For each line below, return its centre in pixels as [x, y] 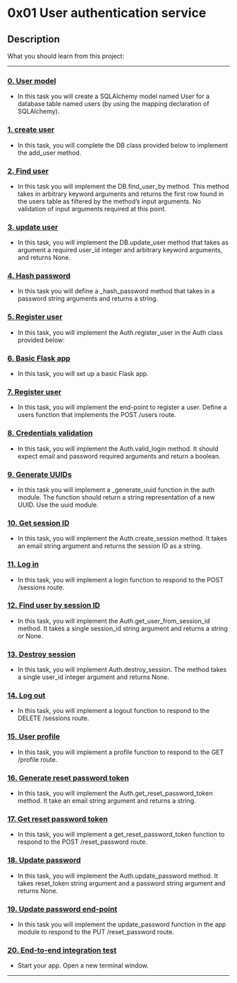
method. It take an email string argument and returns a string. [107, 801]
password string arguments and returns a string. [88, 299]
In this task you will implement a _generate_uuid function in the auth [116, 490]
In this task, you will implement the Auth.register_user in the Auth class [120, 332]
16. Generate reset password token [68, 777]
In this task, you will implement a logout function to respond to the [114, 711]
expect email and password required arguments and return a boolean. [119, 456]
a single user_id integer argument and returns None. [93, 677]
